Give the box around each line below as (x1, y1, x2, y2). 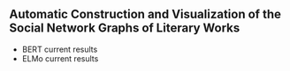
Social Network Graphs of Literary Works (9, 21, 240, 36)
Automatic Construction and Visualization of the (9, 7, 281, 22)
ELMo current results (21, 53, 99, 64)
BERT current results (21, 44, 98, 54)
